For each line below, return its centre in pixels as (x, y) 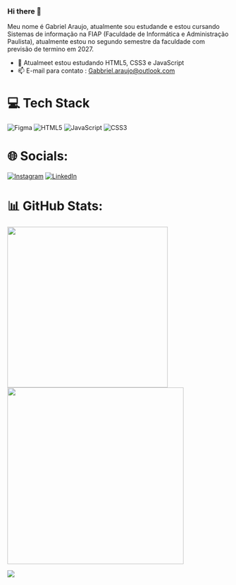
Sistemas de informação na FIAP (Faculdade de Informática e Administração (118, 34)
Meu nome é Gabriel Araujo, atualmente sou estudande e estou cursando (113, 27)
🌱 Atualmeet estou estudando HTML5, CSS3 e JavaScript (101, 63)
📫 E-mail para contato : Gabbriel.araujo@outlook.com (96, 71)
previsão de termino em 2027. (50, 49)
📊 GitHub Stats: (55, 206)
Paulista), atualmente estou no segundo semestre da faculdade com (106, 42)
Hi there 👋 (25, 11)
